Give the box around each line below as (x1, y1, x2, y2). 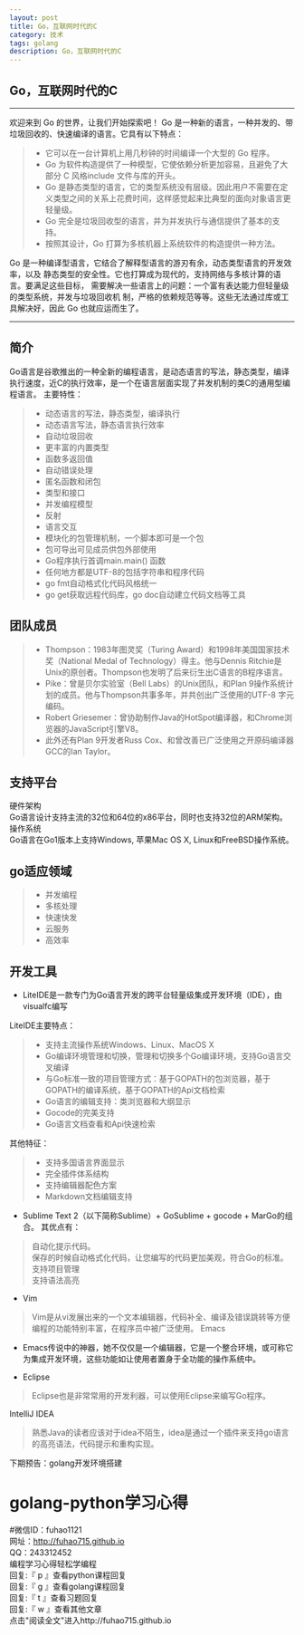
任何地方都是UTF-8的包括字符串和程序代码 (44, 566, 205, 577)
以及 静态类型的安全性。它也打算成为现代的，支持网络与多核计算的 (24, 268, 273, 279)
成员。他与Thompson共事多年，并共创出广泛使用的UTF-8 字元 (61, 689, 294, 700)
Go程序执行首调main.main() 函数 (44, 554, 166, 566)
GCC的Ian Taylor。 (44, 745, 116, 756)
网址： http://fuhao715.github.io (9, 1535, 125, 1546)
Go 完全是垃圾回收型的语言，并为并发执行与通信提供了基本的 (44, 215, 273, 226)
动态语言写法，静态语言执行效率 (44, 418, 165, 430)
